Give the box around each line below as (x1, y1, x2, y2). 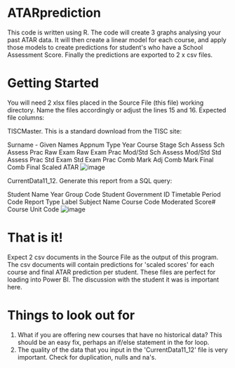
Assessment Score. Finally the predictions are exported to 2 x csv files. (7, 51, 213, 59)
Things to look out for (7, 308, 135, 323)
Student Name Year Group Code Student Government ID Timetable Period (7, 190, 221, 198)
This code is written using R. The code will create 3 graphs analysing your (7, 28, 221, 37)
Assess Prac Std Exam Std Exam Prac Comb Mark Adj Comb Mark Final (7, 155, 214, 164)
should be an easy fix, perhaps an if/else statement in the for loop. (17, 338, 210, 346)
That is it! (7, 230, 63, 246)
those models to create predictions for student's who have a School (7, 43, 203, 51)
